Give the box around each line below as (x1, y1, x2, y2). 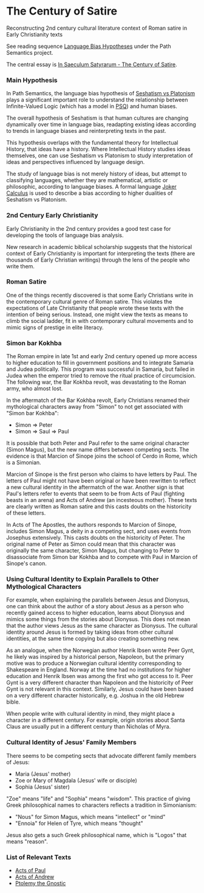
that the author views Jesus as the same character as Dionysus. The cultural (6, 622, 198, 630)
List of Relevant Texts (6, 853, 72, 861)
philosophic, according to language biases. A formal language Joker (6, 183, 177, 191)
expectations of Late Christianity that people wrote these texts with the (6, 304, 184, 311)
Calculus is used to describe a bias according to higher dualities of (6, 189, 173, 197)
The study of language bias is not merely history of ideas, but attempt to (6, 170, 187, 177)
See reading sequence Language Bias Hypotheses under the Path (6, 42, 171, 50)
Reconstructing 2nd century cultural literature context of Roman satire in (6, 24, 187, 32)
